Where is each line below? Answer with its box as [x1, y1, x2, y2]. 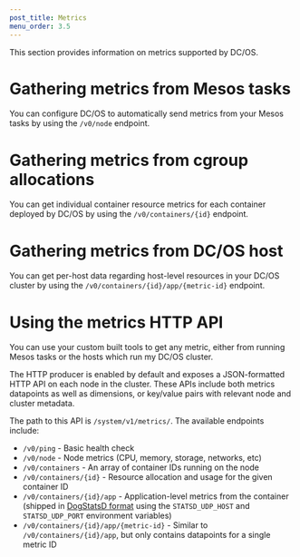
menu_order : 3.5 [9, 22, 71, 31]
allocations [9, 169, 95, 190]
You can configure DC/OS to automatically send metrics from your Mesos [9, 108, 284, 119]
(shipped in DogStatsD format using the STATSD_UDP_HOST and [22, 501, 250, 512]
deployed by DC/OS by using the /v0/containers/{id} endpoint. [9, 209, 249, 220]
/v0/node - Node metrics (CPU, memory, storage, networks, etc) [22, 453, 263, 464]
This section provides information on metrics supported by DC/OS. [9, 46, 258, 57]
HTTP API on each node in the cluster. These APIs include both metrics [9, 378, 276, 390]
